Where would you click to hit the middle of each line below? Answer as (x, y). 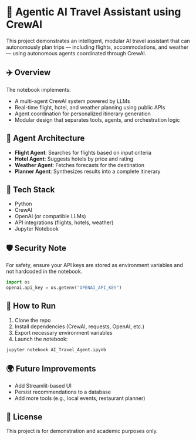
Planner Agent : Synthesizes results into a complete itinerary (87, 171)
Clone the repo (33, 320)
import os (18, 282)
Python (23, 204)
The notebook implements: (39, 89)
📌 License (24, 417)
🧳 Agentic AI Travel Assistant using (94, 12)
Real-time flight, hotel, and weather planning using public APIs (90, 107)
